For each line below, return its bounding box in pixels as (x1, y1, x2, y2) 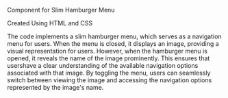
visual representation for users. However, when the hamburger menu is (7, 47, 207, 55)
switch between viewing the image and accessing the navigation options (7, 76, 212, 84)
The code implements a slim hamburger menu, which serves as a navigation (7, 32, 222, 40)
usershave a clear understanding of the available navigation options (7, 62, 199, 69)
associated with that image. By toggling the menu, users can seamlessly (7, 69, 211, 77)
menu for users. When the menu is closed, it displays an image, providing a (7, 40, 219, 47)
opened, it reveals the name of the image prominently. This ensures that (7, 54, 210, 62)
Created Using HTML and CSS (7, 19, 93, 27)
